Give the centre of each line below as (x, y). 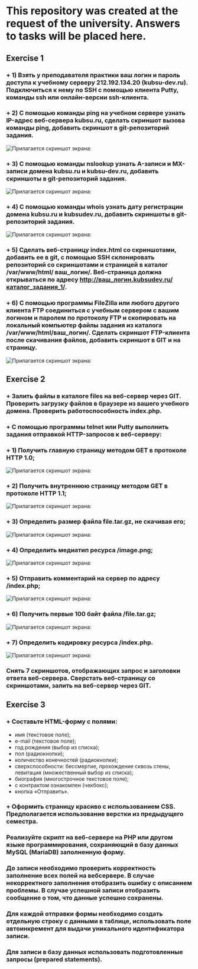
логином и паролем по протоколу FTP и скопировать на (91, 318)
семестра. (22, 822)
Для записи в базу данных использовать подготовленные (95, 952)
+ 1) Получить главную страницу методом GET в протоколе (97, 450)
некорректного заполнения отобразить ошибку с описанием (99, 883)
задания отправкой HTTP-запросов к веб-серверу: (84, 434)
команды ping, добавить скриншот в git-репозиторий (88, 128)
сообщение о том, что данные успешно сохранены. (85, 898)
